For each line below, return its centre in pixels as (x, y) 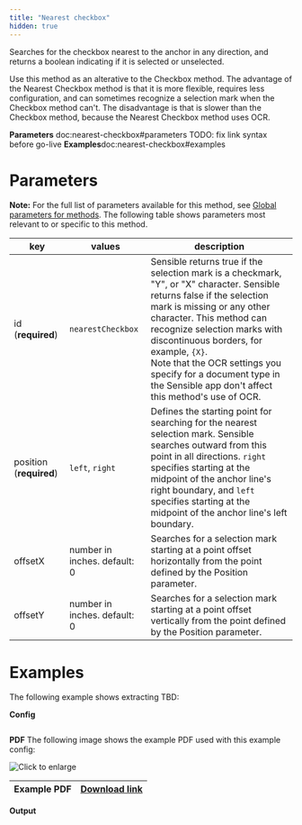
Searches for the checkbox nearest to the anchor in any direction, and (139, 51)
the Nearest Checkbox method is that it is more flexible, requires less (137, 88)
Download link (112, 789)
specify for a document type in (215, 375)
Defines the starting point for (211, 412)
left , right (92, 467)
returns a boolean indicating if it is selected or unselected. (117, 61)
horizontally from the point (206, 561)
